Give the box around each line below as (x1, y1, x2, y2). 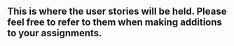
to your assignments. (7, 27, 102, 39)
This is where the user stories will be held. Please (7, 6, 227, 17)
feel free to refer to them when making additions (7, 17, 223, 29)
